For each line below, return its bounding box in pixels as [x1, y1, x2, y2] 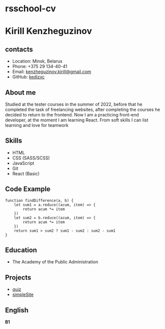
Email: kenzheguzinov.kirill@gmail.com [12, 69, 92, 74]
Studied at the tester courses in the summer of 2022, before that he [5, 102, 143, 107]
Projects [5, 273, 32, 282]
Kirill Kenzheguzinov [5, 26, 92, 37]
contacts [5, 45, 33, 53]
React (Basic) [12, 171, 40, 177]
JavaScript [12, 160, 34, 166]
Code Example [5, 185, 51, 193]
